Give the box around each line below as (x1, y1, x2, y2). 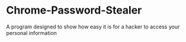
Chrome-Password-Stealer (6, 4, 142, 17)
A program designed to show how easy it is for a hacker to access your (6, 23, 180, 30)
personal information (6, 29, 57, 36)
